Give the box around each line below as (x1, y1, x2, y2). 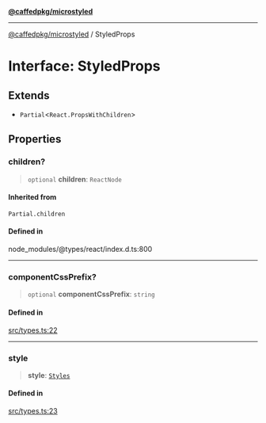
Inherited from (8, 192, 57, 202)
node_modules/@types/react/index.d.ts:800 (8, 245, 153, 254)
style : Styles (27, 370, 70, 379)
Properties (8, 132, 62, 146)
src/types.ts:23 (8, 406, 58, 416)
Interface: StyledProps (8, 57, 161, 75)
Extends (8, 89, 50, 102)
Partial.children (8, 210, 66, 218)
